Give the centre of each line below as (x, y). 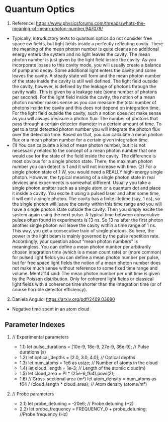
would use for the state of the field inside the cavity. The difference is (84, 156)
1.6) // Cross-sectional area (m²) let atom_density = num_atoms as (88, 379)
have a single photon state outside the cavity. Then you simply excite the (87, 209)
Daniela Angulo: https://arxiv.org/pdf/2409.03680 (63, 299)
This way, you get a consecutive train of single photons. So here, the (83, 230)
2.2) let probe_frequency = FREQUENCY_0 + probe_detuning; (83, 409)
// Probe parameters (33, 394)
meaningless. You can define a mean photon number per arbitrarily (81, 246)
